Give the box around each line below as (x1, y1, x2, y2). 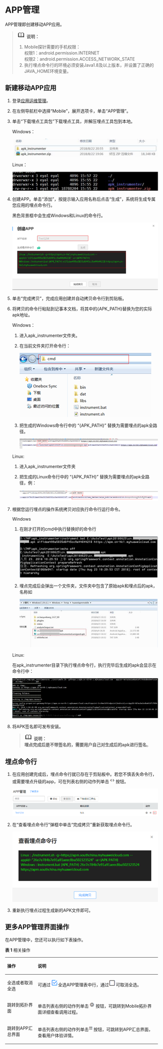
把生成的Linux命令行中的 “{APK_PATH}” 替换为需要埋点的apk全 (19, 473, 146, 479)
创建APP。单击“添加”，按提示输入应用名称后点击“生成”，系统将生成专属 (12, 196, 156, 202)
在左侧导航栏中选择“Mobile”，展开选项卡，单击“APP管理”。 (12, 108, 131, 114)
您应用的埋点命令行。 (12, 202, 55, 208)
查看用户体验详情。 (37, 1032, 76, 1038)
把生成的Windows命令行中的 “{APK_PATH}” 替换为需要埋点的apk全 (19, 422, 153, 428)
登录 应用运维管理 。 (12, 98, 51, 104)
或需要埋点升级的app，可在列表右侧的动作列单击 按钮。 (12, 778, 129, 784)
